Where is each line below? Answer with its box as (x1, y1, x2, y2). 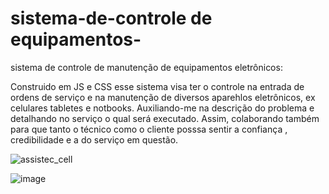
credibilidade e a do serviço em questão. (10, 133, 179, 146)
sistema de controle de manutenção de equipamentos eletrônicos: (10, 61, 283, 73)
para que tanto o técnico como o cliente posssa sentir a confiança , (10, 123, 288, 135)
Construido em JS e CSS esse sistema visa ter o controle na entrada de (10, 80, 305, 92)
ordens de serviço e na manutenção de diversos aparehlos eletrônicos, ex (10, 91, 316, 103)
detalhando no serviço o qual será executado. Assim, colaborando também (10, 112, 320, 124)
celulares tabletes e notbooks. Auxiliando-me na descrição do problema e (10, 102, 315, 114)
